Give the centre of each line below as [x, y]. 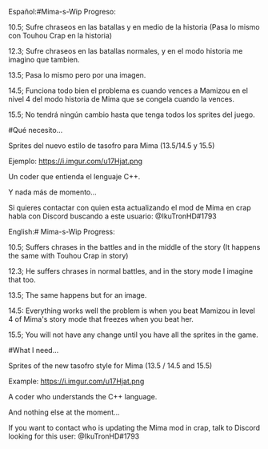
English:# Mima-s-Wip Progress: [62, 232]
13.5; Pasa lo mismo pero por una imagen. [77, 75]
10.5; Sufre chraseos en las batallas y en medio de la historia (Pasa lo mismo [134, 27]
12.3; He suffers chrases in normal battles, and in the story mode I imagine [131, 271]
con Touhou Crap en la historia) [60, 36]
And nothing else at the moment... [64, 412]
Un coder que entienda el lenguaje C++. [74, 176]
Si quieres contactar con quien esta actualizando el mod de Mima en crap [130, 208]
